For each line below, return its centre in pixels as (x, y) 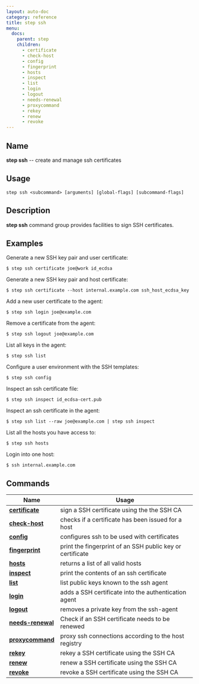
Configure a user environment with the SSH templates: (73, 367)
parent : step (33, 39)
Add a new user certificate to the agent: (55, 301)
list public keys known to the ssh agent (114, 583)
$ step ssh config (29, 378)
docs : (18, 34)
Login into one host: (31, 455)
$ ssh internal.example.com (41, 465)
